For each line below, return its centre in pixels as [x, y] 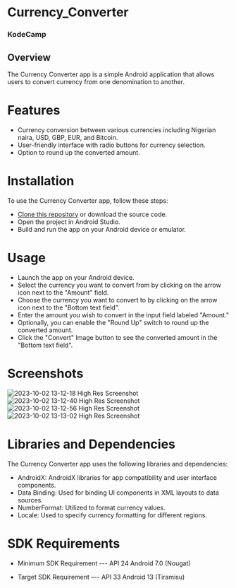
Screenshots [45, 374]
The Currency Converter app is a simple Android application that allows [111, 74]
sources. [30, 500]
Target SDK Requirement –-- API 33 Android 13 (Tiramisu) [101, 577]
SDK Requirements [64, 543]
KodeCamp [27, 35]
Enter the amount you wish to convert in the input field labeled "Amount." [123, 314]
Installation [41, 181]
